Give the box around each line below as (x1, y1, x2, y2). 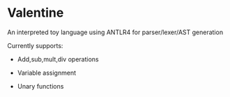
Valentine (7, 5, 64, 21)
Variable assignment (17, 68, 77, 77)
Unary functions (17, 82, 64, 90)
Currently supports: (7, 41, 63, 50)
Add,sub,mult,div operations (17, 54, 99, 64)
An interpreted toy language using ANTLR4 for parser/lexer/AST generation (7, 28, 224, 36)
